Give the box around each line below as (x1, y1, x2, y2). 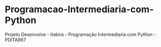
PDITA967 (5, 37, 26, 43)
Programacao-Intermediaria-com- (5, 4, 154, 15)
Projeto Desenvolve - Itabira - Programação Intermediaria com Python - (5, 31, 156, 37)
